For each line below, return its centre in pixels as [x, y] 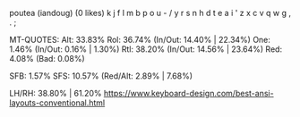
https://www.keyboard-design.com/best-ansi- [189, 93]
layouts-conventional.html [57, 103]
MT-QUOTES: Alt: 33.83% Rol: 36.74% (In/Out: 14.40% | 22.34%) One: [140, 40]
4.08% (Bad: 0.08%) [47, 58]
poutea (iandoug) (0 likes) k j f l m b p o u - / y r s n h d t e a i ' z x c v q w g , [150, 13]
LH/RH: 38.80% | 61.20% [56, 93]
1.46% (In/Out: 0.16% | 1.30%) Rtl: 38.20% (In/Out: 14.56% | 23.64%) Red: [146, 49]
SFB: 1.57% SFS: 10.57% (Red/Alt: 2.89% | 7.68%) [101, 76]
